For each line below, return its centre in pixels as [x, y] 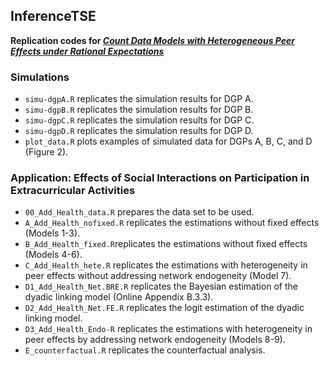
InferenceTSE [53, 16]
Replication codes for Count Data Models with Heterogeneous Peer [153, 40]
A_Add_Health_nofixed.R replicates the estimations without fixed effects [172, 223]
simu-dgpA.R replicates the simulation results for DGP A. [139, 99]
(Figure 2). [46, 152]
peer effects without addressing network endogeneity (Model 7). [158, 276]
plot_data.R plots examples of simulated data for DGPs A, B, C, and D [168, 141]
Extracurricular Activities [73, 191]
